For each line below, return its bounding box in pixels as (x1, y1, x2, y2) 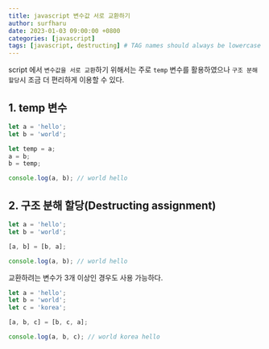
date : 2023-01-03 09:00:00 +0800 (8, 27, 121, 35)
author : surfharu (8, 19, 67, 27)
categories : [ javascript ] (8, 34, 95, 43)
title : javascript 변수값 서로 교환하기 (8, 11, 130, 20)
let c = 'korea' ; (8, 304, 67, 312)
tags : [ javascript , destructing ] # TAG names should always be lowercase (8, 42, 262, 50)
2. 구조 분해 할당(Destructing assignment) (8, 198, 217, 212)
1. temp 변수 (8, 101, 68, 114)
